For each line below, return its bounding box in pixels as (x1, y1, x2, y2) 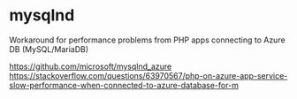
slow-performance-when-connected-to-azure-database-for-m (9, 80, 239, 90)
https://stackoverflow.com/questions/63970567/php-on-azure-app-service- (9, 70, 288, 80)
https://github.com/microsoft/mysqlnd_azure (9, 61, 172, 72)
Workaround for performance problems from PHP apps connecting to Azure (9, 34, 286, 45)
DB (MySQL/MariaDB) (9, 43, 89, 54)
